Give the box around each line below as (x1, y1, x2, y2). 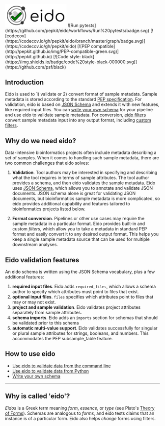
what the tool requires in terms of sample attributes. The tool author (12, 175, 150, 181)
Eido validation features (5, 256, 80, 264)
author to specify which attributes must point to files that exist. (12, 289, 139, 295)
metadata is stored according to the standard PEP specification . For (5, 97, 142, 102)
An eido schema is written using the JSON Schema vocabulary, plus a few (5, 269, 155, 275)
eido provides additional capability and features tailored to (12, 201, 130, 207)
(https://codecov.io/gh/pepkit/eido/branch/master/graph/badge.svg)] (5, 38, 146, 44)
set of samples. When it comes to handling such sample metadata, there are (5, 155, 159, 161)
